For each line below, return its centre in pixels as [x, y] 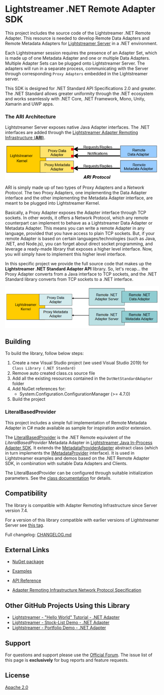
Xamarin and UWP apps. [30, 104]
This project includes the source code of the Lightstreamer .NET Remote [78, 33]
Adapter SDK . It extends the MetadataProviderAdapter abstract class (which [82, 448]
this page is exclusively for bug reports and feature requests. [67, 660]
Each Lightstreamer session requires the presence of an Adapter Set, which [81, 53]
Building [18, 341]
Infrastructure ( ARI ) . [25, 138]
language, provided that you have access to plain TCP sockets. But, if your [80, 233]
